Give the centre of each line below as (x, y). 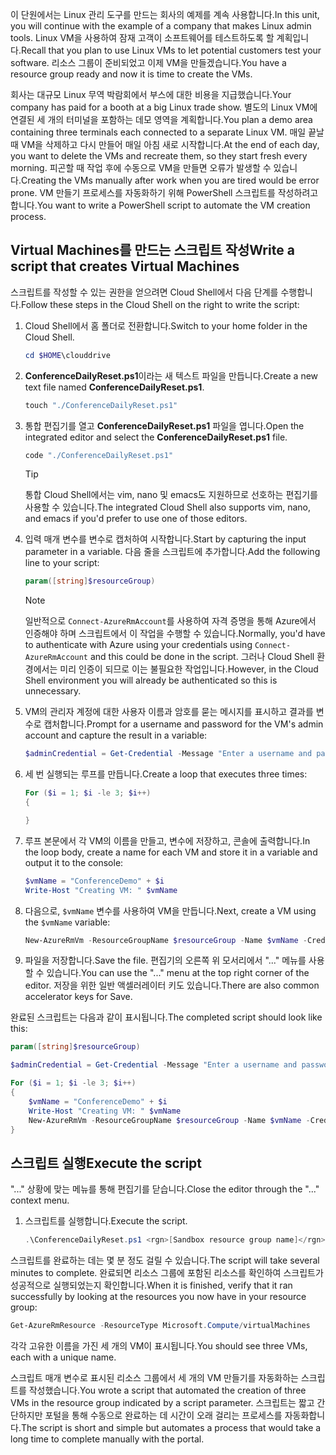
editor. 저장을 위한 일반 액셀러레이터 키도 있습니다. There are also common (172, 985)
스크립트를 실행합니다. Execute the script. (106, 1221)
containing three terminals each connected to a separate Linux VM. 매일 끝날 (167, 132)
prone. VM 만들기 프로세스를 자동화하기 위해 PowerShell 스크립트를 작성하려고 (164, 192)
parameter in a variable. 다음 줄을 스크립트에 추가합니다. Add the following (172, 552)
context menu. (40, 1200)
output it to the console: (74, 862)
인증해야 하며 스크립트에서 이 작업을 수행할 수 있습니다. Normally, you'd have (175, 634)
